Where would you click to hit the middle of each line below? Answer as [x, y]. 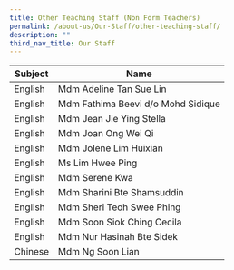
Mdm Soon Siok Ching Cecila [120, 222]
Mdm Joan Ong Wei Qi [106, 134]
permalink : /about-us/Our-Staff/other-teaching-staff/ [115, 26]
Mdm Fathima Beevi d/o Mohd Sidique [139, 104]
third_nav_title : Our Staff [63, 43]
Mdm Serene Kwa [95, 178]
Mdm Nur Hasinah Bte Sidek [118, 237]
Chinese [32, 252]
